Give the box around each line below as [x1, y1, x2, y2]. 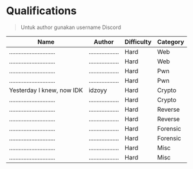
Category [157, 37, 185, 45]
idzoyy [88, 86, 107, 94]
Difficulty [125, 37, 152, 45]
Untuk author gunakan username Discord [20, 24, 122, 31]
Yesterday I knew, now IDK [9, 86, 83, 94]
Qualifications [6, 4, 77, 18]
